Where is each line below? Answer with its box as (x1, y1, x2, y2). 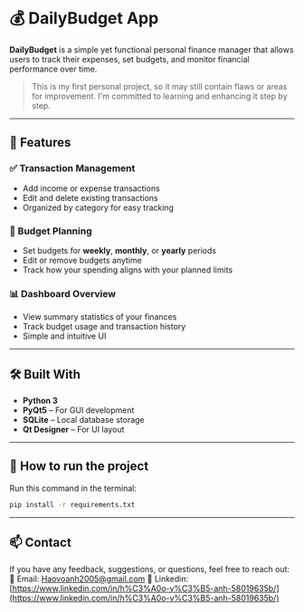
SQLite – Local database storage (22, 415, 145, 426)
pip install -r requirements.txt (9, 500, 136, 509)
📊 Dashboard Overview (9, 287, 116, 300)
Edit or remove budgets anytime (22, 254, 142, 265)
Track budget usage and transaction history (22, 321, 186, 332)
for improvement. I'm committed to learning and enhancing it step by (31, 91, 288, 101)
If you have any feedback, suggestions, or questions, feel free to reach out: (9, 563, 290, 574)
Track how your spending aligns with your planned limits (22, 264, 233, 275)
